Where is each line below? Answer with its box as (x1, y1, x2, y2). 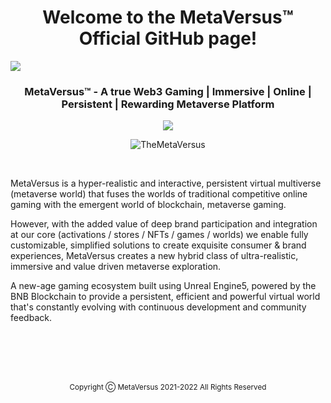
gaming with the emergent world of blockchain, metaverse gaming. (10, 199, 287, 211)
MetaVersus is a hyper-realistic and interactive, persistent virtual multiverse (10, 177, 322, 190)
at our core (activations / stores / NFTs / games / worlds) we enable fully (10, 229, 309, 241)
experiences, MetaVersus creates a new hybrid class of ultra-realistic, (10, 250, 299, 262)
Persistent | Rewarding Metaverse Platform (61, 97, 275, 111)
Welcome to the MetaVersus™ (42, 6, 294, 29)
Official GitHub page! (78, 27, 258, 50)
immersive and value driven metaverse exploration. (10, 261, 222, 273)
